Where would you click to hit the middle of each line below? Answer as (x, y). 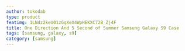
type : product (23, 17)
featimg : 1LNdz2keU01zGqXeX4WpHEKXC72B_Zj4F (61, 22)
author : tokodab (26, 11)
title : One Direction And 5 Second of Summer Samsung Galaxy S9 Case (93, 28)
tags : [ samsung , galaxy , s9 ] (42, 33)
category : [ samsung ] (31, 39)
